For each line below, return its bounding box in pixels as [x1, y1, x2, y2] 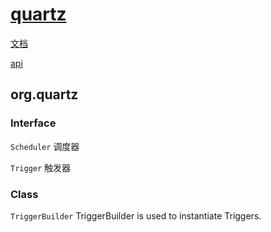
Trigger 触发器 [10, 161, 72, 173]
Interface [10, 116, 57, 130]
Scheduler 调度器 [10, 140, 80, 152]
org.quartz [10, 86, 79, 103]
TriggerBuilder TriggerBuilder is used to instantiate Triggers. [10, 209, 262, 222]
